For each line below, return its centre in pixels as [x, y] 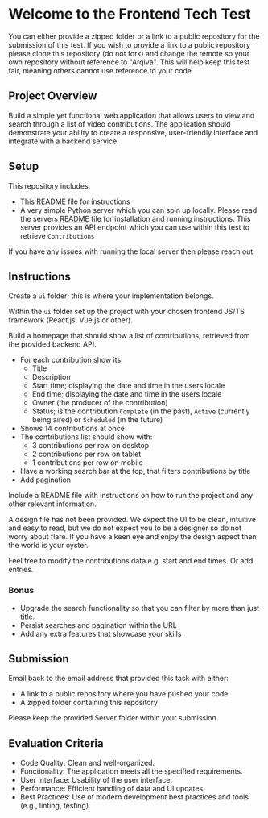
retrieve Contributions [57, 235]
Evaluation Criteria [56, 743]
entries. [21, 570]
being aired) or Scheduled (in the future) [97, 420]
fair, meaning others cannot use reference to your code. [101, 70]
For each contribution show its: [71, 360]
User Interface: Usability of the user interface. [96, 780]
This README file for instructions [75, 201]
